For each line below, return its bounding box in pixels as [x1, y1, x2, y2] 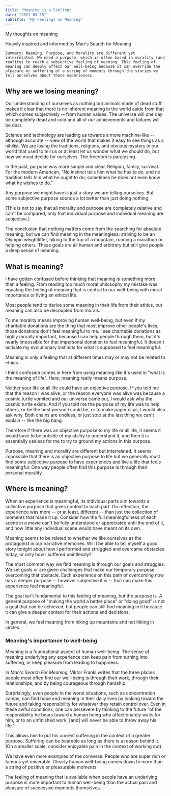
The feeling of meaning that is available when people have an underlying [5, 774, 158, 780]
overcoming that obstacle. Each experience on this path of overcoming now [5, 572, 164, 578]
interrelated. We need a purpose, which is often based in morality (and [5, 55, 165, 60]
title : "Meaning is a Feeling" [5, 7, 72, 13]
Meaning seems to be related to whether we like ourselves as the [5, 535, 142, 541]
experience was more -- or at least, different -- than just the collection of [5, 509, 158, 515]
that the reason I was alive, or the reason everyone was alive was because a [5, 390, 165, 396]
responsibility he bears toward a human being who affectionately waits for [5, 712, 161, 718]
